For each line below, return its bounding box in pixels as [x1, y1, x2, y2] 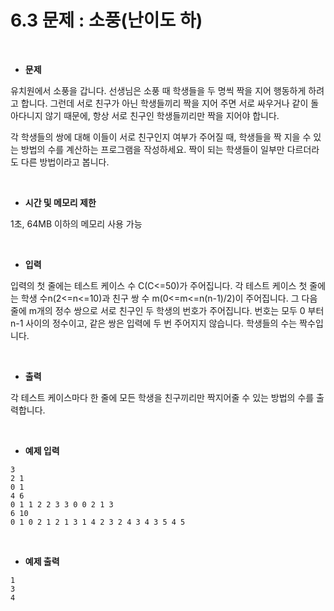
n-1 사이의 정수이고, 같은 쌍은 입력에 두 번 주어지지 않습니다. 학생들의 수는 [10, 317, 298, 329]
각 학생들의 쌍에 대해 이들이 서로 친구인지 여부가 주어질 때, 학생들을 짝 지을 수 [10, 131, 312, 143]
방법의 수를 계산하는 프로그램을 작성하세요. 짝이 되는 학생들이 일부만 [20, 143, 285, 155]
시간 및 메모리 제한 [24, 196, 97, 208]
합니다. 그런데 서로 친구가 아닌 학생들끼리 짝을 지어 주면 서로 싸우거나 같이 [20, 97, 309, 109]
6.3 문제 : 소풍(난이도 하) [10, 9, 203, 32]
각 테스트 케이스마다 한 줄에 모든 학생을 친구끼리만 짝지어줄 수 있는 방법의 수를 [10, 391, 315, 403]
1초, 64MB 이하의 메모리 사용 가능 [10, 217, 143, 230]
